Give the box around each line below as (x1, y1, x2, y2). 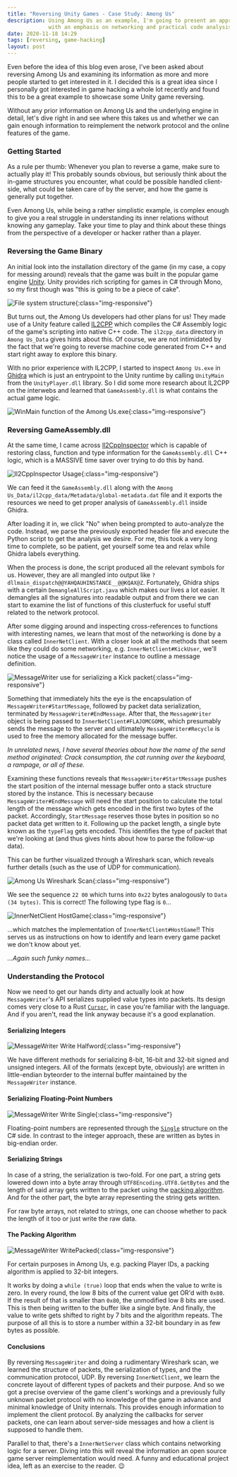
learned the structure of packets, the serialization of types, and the (7, 1365, 202, 1374)
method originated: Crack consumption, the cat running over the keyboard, (7, 753, 226, 761)
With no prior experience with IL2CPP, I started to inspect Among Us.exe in (7, 363, 221, 372)
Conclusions (7, 1342, 46, 1351)
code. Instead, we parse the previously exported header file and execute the (7, 527, 229, 535)
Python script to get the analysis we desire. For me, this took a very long (7, 534, 217, 542)
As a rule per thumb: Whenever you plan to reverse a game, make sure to (7, 162, 220, 171)
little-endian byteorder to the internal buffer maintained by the (7, 1071, 188, 1079)
